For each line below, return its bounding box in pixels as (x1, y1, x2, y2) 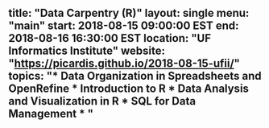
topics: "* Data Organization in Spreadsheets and (8, 69, 262, 83)
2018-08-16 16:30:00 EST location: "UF (8, 31, 212, 45)
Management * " (8, 107, 94, 121)
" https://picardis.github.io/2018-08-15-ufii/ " (8, 56, 240, 71)
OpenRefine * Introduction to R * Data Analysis (8, 82, 250, 96)
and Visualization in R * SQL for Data (8, 94, 196, 108)
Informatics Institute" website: (8, 44, 166, 58)
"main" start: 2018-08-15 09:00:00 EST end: (8, 19, 239, 33)
